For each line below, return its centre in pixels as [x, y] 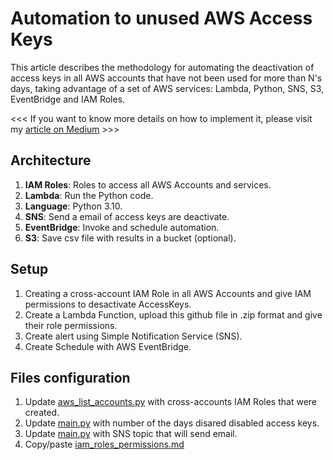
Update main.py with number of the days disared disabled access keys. [172, 423]
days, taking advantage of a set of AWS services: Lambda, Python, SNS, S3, [167, 88]
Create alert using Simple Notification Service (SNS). [133, 336]
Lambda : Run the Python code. [89, 195]
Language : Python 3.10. [73, 206]
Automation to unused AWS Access [161, 18]
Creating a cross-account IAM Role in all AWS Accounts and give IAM [168, 293]
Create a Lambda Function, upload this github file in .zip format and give [173, 314]
